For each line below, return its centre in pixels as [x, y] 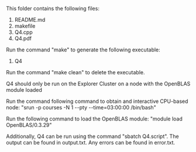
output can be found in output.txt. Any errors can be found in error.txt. [91, 142]
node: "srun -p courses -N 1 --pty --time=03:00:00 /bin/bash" [81, 107]
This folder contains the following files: [53, 8]
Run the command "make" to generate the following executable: [83, 50]
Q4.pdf [23, 38]
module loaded [24, 90]
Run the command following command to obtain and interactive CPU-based [97, 101]
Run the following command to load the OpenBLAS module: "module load [94, 119]
